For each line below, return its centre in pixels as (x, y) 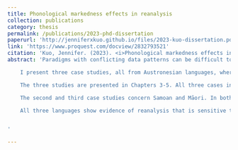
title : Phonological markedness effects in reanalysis (90, 14)
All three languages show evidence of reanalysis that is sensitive (123, 111)
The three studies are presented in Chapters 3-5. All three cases (121, 85)
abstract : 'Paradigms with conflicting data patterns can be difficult (115, 60)
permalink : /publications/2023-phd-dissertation (80, 33)
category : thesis (33, 27)
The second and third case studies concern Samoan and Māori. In (119, 98)
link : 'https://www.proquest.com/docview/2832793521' (89, 46)
